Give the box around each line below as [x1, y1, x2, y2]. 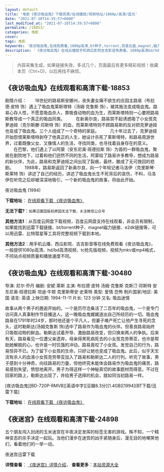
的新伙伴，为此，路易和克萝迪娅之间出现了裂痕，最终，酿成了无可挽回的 [5, 159, 150, 164]
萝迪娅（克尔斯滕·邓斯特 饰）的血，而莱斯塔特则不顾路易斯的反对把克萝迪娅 [5, 122, 157, 128]
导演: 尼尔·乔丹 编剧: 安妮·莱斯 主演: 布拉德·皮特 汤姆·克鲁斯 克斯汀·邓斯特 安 [5, 283, 157, 288]
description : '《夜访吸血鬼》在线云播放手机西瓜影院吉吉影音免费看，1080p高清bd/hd [5, 48, 160, 53]
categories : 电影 [5, 30, 39, 35]
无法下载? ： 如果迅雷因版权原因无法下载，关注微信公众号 [5, 208, 105, 214]
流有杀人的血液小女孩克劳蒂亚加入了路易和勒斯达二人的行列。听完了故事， [5, 354, 155, 360]
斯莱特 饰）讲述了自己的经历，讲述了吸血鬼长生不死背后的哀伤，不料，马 [5, 171, 152, 177]
